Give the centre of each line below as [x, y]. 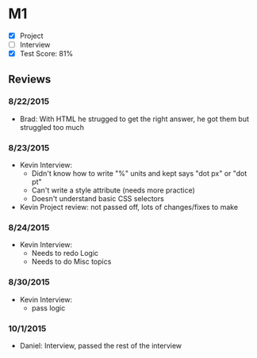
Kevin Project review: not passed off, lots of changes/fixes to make [129, 208]
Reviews [30, 79]
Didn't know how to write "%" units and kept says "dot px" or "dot [139, 173]
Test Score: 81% [46, 54]
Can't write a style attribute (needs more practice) [113, 190]
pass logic [48, 308]
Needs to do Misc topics [71, 261]
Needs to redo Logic [65, 253]
